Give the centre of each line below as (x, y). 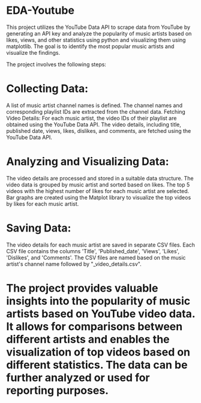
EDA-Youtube (40, 11)
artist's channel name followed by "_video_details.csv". (74, 264)
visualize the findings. (33, 52)
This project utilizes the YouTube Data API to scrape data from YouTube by (98, 27)
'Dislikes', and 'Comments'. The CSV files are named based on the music (96, 257)
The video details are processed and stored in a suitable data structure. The (100, 178)
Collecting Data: (47, 89)
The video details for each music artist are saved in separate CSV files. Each (100, 245)
